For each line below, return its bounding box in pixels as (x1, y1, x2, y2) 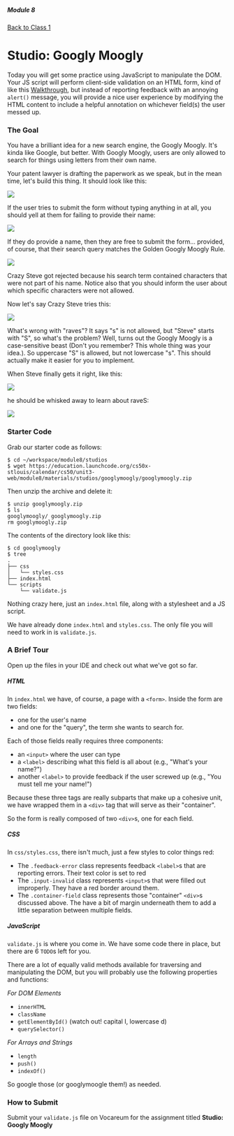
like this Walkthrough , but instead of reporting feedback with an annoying (7, 85, 219, 94)
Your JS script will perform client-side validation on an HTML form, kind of (7, 78, 221, 87)
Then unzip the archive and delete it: (7, 487, 113, 495)
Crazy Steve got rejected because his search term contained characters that (7, 272, 228, 280)
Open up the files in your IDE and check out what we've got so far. (7, 661, 198, 670)
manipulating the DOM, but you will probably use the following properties (7, 968, 218, 976)
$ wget (7, 462, 27, 469)
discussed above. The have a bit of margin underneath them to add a (17, 898, 217, 907)
